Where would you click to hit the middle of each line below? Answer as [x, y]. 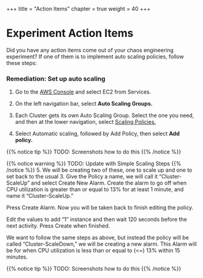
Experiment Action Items [70, 33]
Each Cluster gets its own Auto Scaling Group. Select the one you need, [105, 115]
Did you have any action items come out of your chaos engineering [90, 50]
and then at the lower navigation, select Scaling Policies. [85, 122]
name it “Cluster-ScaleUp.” [40, 196]
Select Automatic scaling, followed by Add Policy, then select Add [97, 134]
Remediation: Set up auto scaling [56, 78]
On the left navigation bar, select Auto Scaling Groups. [84, 104]
